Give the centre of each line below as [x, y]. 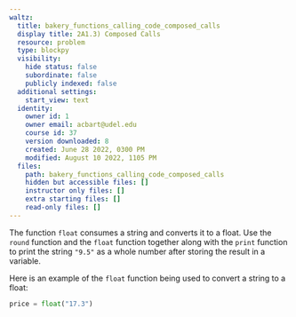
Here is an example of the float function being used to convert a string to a [148, 278]
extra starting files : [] [73, 199]
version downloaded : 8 [67, 141]
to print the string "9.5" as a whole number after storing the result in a [137, 251]
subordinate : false [61, 75]
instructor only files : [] [75, 191]
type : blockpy [43, 51]
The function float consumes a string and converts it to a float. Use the [140, 233]
